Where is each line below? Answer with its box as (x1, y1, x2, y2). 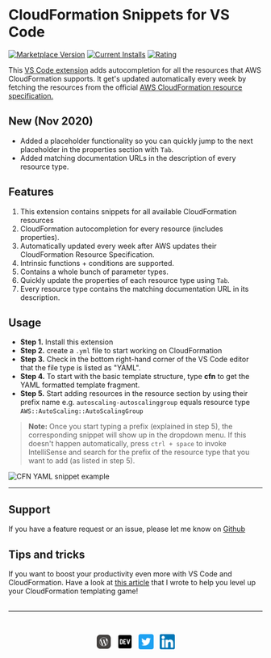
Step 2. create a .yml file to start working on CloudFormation (19, 346, 223, 356)
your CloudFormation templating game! (8, 586, 139, 596)
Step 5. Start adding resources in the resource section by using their (19, 389, 248, 399)
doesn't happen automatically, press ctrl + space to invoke (27, 439, 227, 449)
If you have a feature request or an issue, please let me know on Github (8, 524, 246, 534)
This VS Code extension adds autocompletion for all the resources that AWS (8, 65, 262, 74)
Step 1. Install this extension (19, 337, 114, 347)
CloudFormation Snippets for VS (8, 6, 230, 24)
